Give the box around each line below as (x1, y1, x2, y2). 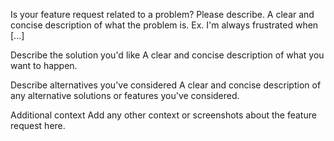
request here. (10, 120, 66, 131)
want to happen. (10, 60, 78, 71)
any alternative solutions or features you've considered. (10, 90, 240, 101)
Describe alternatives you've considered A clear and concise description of (10, 79, 322, 91)
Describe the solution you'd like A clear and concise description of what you (10, 49, 325, 61)
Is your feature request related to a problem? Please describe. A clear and (10, 9, 315, 20)
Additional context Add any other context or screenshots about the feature (10, 109, 317, 121)
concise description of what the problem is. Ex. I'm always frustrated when (10, 19, 319, 31)
